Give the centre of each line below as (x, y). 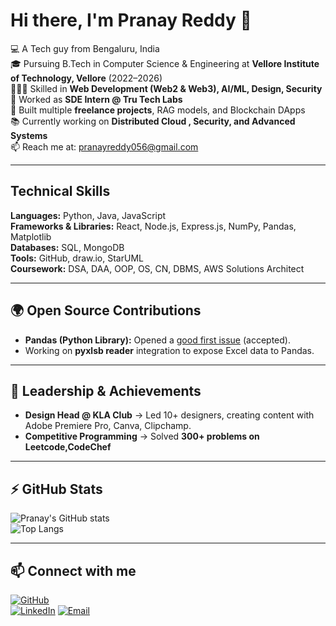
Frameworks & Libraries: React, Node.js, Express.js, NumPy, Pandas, (153, 226)
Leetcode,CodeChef (68, 447)
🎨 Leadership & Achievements (106, 390)
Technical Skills (60, 191)
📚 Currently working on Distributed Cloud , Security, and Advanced (153, 121)
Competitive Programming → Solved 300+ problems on (142, 436)
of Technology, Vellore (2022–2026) (86, 78)
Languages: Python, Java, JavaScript (88, 215)
